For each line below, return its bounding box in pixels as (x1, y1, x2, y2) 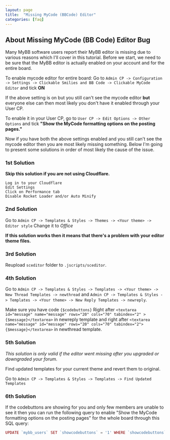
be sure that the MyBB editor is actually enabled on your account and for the (5, 60, 165, 66)
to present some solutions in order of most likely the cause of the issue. (5, 146, 154, 153)
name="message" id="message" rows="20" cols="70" (5, 322, 112, 327)
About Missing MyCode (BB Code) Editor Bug (5, 35, 151, 44)
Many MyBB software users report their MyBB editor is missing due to (5, 49, 151, 55)
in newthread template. (54, 326, 102, 333)
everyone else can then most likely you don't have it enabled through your (5, 100, 160, 106)
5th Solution (5, 339, 36, 346)
